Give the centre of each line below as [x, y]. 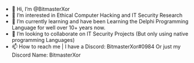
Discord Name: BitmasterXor [46, 55]
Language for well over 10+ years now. [58, 27]
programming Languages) [43, 40]
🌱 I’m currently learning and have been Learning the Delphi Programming [100, 21]
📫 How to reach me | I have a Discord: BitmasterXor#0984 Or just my [96, 46]
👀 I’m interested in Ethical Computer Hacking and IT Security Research [97, 15]
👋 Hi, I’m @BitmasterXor [41, 9]
